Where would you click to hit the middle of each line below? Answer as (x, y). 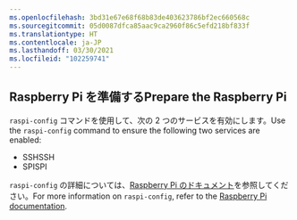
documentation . (38, 206)
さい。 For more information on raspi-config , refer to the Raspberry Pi (138, 196)
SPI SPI (34, 167)
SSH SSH (38, 157)
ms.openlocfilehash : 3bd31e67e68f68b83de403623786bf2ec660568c (130, 17)
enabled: (25, 140)
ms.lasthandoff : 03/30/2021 (62, 51)
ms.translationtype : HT (54, 34)
